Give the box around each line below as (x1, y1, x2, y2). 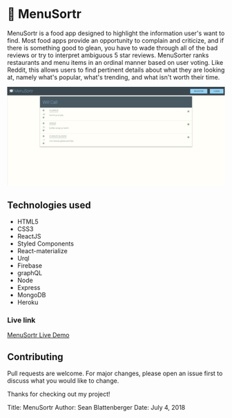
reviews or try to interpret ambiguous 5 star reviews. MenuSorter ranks (7, 51, 209, 59)
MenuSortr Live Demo (7, 331, 70, 339)
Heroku (17, 298, 39, 306)
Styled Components (17, 239, 75, 248)
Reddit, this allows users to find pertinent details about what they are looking (7, 66, 225, 74)
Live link (7, 315, 36, 325)
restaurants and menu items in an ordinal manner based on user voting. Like (7, 58, 224, 66)
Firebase (17, 261, 43, 270)
